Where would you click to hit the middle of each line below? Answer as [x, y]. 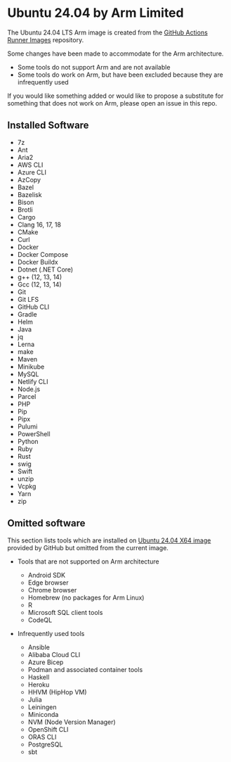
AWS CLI [30, 165]
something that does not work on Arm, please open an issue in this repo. [112, 103]
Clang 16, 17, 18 [39, 224]
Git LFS [28, 299]
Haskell [39, 677]
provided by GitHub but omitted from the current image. [88, 547]
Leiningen [42, 707]
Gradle [27, 314]
